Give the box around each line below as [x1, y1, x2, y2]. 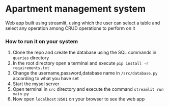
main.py [12, 92, 29, 97]
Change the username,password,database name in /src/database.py [12, 70, 158, 76]
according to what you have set [12, 76, 79, 82]
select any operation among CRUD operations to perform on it [5, 25, 135, 31]
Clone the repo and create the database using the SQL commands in [12, 49, 157, 56]
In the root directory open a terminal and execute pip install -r [12, 60, 149, 66]
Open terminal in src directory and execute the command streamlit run [12, 86, 164, 92]
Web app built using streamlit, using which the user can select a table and [5, 20, 160, 26]
